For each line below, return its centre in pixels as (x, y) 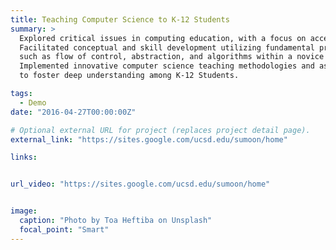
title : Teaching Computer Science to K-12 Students (120, 19)
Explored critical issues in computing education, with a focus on (163, 38)
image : (24, 211)
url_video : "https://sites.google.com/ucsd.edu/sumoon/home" (140, 184)
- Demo (33, 102)
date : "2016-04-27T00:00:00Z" (73, 112)
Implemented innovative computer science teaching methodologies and (167, 66)
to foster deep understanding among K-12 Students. (129, 76)
